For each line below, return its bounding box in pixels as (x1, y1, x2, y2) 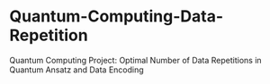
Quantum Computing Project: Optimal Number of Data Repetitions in (9, 55, 263, 65)
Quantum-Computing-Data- (9, 6, 224, 27)
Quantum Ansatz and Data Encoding (9, 64, 144, 75)
